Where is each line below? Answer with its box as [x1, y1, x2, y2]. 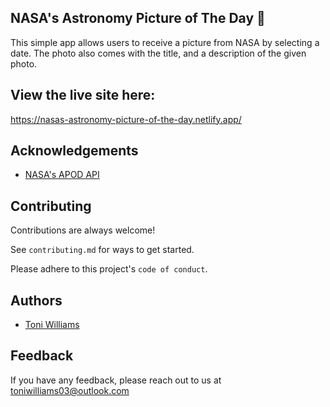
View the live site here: [10, 87, 156, 104]
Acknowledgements [10, 142, 139, 160]
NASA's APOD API [24, 169, 100, 181]
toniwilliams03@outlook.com [10, 384, 130, 396]
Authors [10, 292, 63, 309]
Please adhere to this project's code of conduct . [10, 263, 208, 275]
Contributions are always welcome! [10, 224, 156, 236]
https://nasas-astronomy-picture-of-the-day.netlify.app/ [10, 113, 242, 125]
